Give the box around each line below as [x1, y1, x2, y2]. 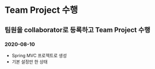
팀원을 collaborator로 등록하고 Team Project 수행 [4, 26, 151, 34]
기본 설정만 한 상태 [11, 59, 48, 65]
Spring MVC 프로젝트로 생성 [11, 52, 67, 58]
